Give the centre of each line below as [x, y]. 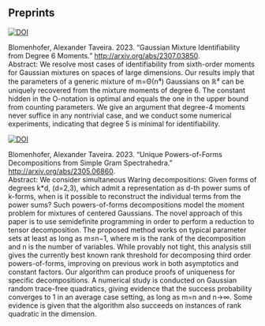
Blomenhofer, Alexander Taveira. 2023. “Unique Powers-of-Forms [115, 154]
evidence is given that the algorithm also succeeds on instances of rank [125, 305]
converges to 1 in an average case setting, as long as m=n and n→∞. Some [130, 297]
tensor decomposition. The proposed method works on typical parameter [127, 230]
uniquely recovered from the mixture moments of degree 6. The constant [127, 90]
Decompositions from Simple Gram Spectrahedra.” [90, 163]
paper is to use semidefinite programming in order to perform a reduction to [131, 221]
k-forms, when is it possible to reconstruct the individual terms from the [125, 196]
